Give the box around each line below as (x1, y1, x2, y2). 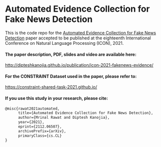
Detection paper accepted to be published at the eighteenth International (5, 35, 151, 41)
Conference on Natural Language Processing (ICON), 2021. (5, 40, 124, 46)
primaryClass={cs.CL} (18, 133, 62, 138)
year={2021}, (18, 120, 45, 125)
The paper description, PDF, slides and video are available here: (5, 51, 137, 57)
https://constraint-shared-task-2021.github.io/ (5, 84, 97, 90)
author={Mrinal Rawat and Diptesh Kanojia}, (18, 115, 110, 120)
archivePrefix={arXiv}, (18, 129, 67, 133)
